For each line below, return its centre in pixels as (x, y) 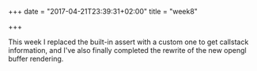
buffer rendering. (36, 59)
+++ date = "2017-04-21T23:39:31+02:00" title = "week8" (103, 11)
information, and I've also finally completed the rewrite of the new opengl (127, 50)
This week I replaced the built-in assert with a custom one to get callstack (128, 42)
